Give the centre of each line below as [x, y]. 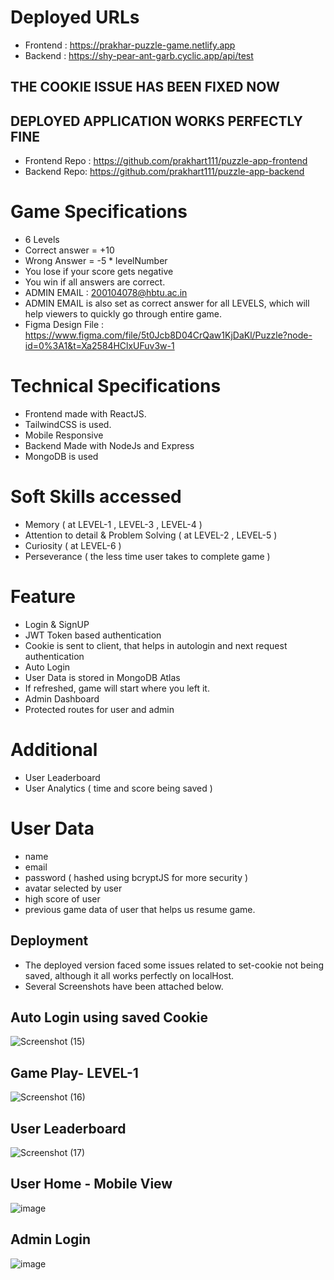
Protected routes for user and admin [99, 709]
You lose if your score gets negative [99, 272]
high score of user [62, 898]
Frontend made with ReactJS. [85, 414]
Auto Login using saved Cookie [109, 1017]
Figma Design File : [64, 325]
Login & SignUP [57, 624]
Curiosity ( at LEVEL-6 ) [73, 545]
